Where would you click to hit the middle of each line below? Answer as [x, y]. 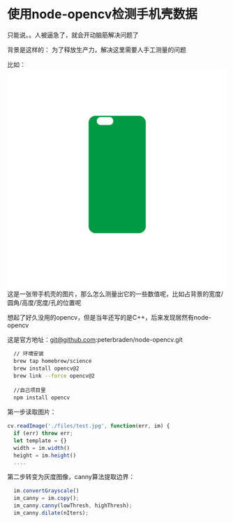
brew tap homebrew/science [53, 361]
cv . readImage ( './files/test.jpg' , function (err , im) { [89, 426]
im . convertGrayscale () [46, 491]
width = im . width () [42, 448]
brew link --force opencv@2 [54, 376]
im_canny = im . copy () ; [46, 499]
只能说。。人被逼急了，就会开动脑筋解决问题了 [73, 35]
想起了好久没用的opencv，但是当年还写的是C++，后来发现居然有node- [109, 317]
